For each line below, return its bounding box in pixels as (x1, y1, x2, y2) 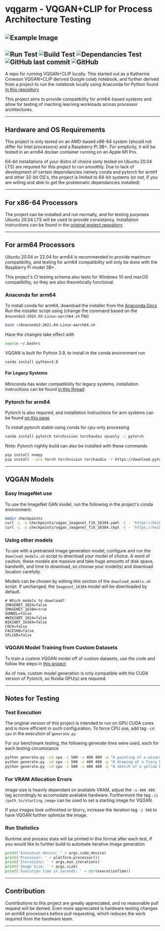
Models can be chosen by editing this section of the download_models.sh (5, 578, 151, 584)
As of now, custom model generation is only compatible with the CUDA (5, 670, 149, 676)
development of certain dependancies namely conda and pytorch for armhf (5, 169, 158, 175)
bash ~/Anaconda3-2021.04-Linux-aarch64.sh (5, 322, 96, 328)
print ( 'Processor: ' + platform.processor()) (5, 855, 100, 860)
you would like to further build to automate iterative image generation (5, 841, 145, 847)
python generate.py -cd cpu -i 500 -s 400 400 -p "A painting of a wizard (5, 755, 162, 760)
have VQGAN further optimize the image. (5, 812, 88, 818)
